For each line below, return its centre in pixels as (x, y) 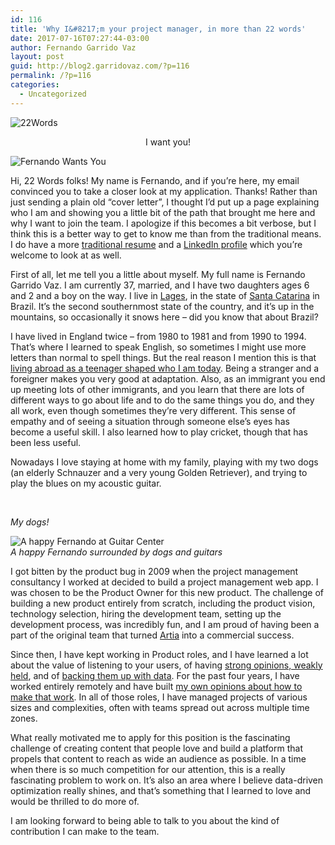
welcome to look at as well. (66, 255)
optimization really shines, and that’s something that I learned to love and (161, 790)
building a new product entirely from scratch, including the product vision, (163, 603)
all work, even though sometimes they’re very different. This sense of (153, 410)
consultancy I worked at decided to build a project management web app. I (164, 582)
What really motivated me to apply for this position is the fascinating (150, 737)
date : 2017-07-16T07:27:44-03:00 (80, 38)
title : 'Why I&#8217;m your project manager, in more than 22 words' (158, 29)
